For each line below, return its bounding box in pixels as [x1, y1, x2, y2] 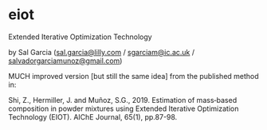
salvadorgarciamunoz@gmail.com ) [8, 56, 123, 65]
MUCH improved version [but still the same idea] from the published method [8, 71, 259, 81]
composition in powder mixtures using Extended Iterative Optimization [8, 104, 239, 113]
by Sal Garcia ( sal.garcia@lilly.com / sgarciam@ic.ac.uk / [8, 47, 195, 57]
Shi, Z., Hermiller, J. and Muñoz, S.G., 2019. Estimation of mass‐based [8, 95, 238, 104]
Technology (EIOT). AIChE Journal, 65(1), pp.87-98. [8, 112, 178, 121]
